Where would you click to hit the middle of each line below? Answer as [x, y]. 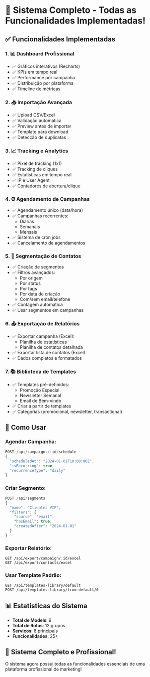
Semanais [30, 227]
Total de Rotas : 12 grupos [39, 626]
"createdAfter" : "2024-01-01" [45, 526]
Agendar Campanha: [31, 441]
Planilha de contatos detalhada [51, 347]
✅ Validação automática [37, 121]
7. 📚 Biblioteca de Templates [40, 372]
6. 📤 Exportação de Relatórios [42, 323]
